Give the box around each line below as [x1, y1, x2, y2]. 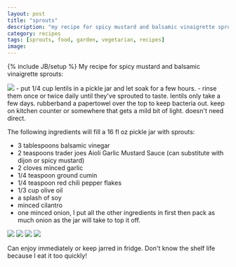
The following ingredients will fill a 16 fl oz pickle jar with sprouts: [7, 128, 195, 136]
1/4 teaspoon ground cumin [17, 171, 98, 179]
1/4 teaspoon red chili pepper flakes [17, 178, 122, 187]
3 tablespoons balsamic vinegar [17, 141, 110, 150]
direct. [7, 114, 26, 122]
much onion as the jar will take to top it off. [17, 216, 140, 224]
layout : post [7, 10, 46, 18]
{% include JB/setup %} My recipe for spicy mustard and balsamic [7, 63, 200, 70]
